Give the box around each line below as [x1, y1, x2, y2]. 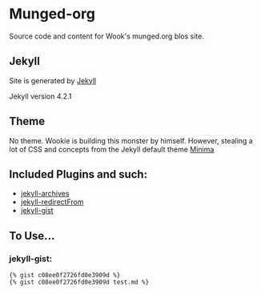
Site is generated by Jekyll [9, 75, 97, 85]
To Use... [9, 229, 55, 243]
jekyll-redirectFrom [20, 197, 84, 207]
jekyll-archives [20, 189, 70, 199]
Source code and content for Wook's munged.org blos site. [9, 31, 205, 41]
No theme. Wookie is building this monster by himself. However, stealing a [9, 135, 253, 145]
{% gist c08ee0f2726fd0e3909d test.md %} [9, 278, 150, 287]
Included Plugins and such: [9, 167, 147, 181]
